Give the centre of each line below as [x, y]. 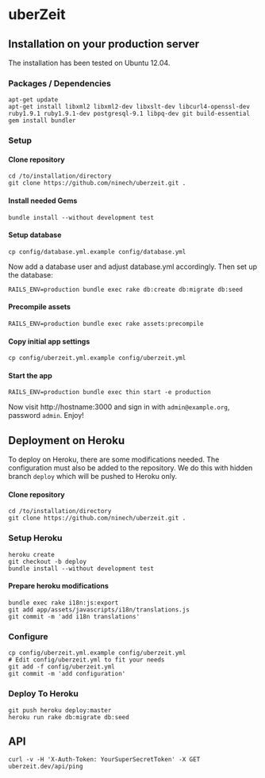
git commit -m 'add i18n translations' [74, 616]
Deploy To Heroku [44, 694]
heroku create [32, 554]
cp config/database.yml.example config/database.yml [97, 251]
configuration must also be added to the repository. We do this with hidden [131, 468]
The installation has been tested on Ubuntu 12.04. [89, 63]
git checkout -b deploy [48, 561]
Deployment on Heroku [67, 441]
